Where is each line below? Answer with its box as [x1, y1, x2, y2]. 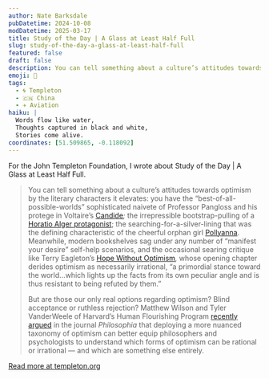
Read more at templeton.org [8, 361, 101, 370]
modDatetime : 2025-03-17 [8, 26, 91, 35]
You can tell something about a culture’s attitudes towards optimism [27, 185, 251, 194]
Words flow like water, [15, 116, 94, 124]
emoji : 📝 [8, 71, 38, 79]
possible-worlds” [27, 202, 86, 211]
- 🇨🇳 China [15, 94, 55, 102]
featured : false [8, 49, 62, 57]
